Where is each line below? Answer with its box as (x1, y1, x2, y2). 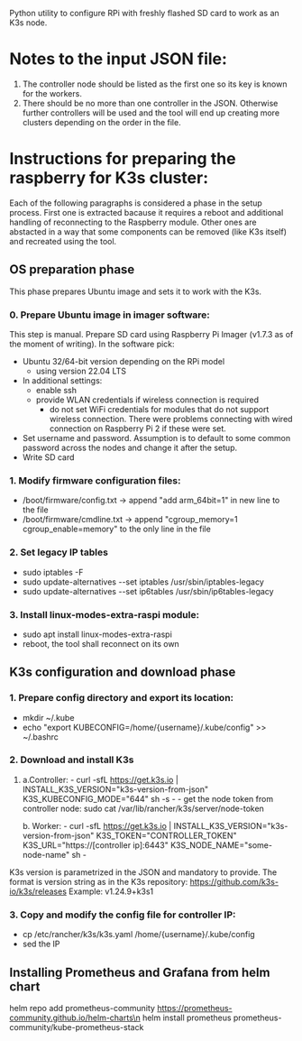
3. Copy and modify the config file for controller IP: (9, 908, 236, 921)
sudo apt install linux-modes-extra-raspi (22, 629, 173, 640)
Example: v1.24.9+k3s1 (69, 886, 154, 897)
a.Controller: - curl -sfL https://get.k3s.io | (22, 774, 178, 785)
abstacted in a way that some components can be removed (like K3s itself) (9, 226, 287, 237)
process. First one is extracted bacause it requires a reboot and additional (9, 207, 284, 217)
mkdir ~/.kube (22, 712, 75, 723)
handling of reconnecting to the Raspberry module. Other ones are (9, 216, 257, 227)
